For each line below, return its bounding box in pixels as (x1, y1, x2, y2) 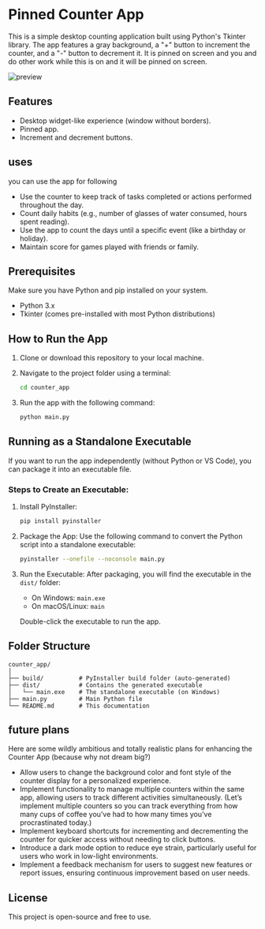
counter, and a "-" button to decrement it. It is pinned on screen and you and (8, 48, 257, 58)
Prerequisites (8, 264, 76, 278)
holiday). (19, 233, 49, 243)
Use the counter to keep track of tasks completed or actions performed (19, 192, 252, 201)
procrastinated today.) (19, 818, 92, 827)
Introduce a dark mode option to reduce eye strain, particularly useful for (19, 843, 257, 853)
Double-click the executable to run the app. (19, 617, 162, 626)
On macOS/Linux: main (31, 601, 105, 610)
